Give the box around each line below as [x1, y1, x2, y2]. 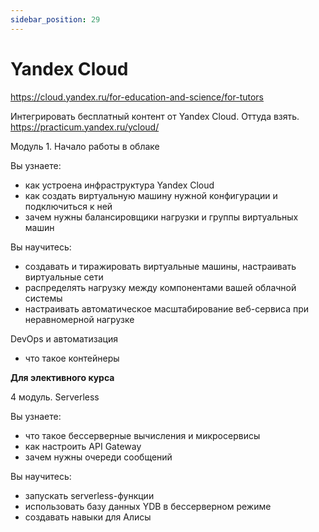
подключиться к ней [24, 200, 113, 212]
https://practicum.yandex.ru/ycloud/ [10, 121, 160, 133]
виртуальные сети [24, 271, 104, 283]
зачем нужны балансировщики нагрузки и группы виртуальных [24, 211, 299, 223]
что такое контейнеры [24, 352, 120, 364]
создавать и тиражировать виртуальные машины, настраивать [24, 260, 297, 272]
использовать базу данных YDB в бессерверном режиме [24, 500, 272, 512]
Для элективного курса [10, 371, 115, 383]
